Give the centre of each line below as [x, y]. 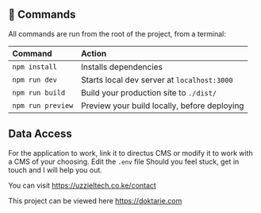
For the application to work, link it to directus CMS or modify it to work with [130, 153]
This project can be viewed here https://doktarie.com [95, 200]
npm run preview [43, 105]
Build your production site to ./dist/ [148, 92]
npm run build [39, 93]
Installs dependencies [121, 67]
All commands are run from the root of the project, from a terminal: [117, 33]
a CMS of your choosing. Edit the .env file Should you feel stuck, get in [124, 161]
